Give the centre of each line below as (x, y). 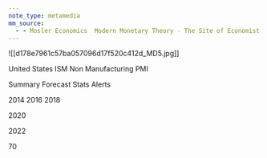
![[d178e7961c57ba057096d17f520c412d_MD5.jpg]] (94, 54)
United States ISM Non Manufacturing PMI (78, 69)
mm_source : (26, 23)
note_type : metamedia (44, 16)
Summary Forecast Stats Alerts (59, 84)
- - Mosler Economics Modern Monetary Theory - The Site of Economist (138, 30)
